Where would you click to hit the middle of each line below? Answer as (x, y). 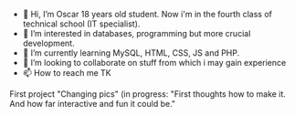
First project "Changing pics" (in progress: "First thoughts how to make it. (147, 94)
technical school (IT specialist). (81, 24)
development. (48, 43)
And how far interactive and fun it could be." (93, 104)
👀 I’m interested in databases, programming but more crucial (137, 33)
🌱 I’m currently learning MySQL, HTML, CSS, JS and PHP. (131, 53)
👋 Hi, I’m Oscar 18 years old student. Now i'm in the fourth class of (147, 14)
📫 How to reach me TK (67, 73)
